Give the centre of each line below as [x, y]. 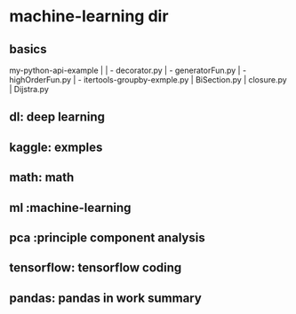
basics [28, 49]
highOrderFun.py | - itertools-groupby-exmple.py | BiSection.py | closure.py [148, 80]
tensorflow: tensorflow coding [96, 268]
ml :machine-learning [70, 207]
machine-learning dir [89, 16]
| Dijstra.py [29, 89]
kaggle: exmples [56, 147]
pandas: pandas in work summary [105, 298]
